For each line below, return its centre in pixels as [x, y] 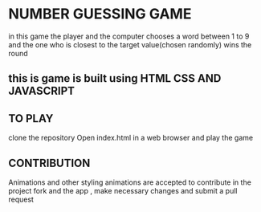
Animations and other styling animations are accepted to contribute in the [130, 182]
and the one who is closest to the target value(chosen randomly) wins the [130, 44]
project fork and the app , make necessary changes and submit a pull [123, 190]
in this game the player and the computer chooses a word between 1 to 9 [129, 36]
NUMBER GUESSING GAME [100, 14]
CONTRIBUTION [49, 163]
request [21, 199]
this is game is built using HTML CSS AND [115, 78]
